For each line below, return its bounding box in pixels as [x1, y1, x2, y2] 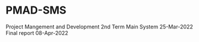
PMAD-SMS [5, 4, 67, 17]
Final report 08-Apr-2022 [5, 29, 69, 36]
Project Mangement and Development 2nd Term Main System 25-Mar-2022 [5, 23, 194, 30]
